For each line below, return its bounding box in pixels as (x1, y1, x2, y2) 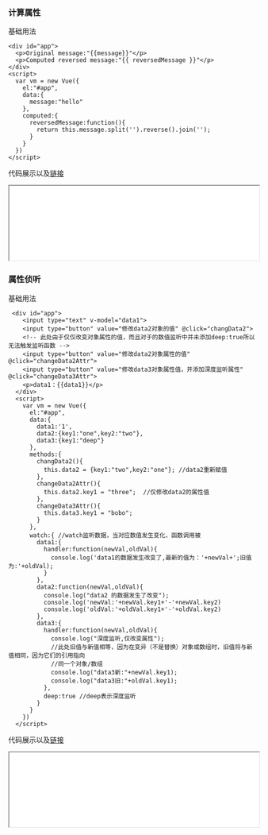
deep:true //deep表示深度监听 (43, 692, 136, 700)
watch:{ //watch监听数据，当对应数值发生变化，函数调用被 (29, 531, 201, 539)
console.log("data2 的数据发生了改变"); (43, 591, 170, 599)
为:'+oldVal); (8, 562, 54, 570)
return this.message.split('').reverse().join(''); (36, 126, 212, 134)
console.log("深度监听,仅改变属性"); (50, 634, 165, 643)
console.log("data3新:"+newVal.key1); (50, 668, 178, 676)
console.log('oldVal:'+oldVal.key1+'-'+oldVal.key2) (43, 605, 222, 613)
